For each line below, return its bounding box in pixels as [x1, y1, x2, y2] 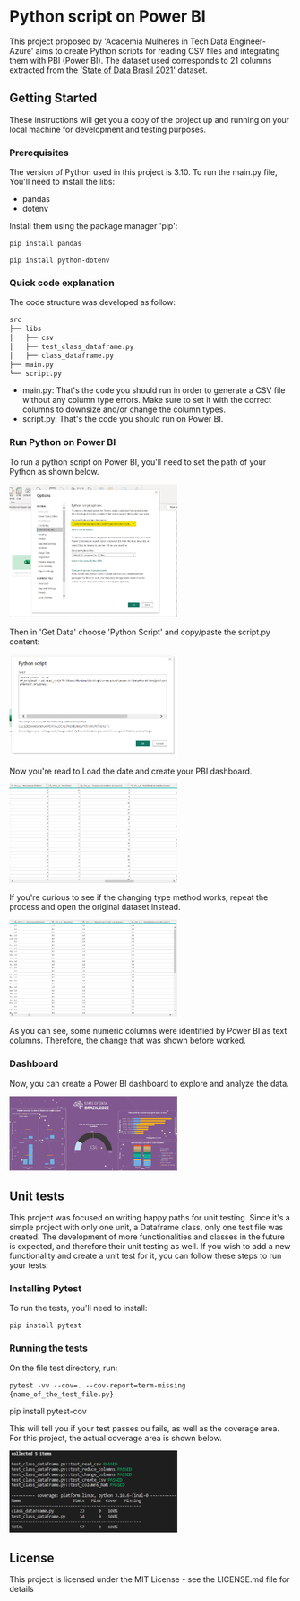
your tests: [9, 1260, 49, 1271]
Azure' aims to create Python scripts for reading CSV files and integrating [9, 45, 280, 56]
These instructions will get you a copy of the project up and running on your [9, 114, 289, 125]
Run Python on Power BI [9, 436, 116, 449]
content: [9, 636, 40, 647]
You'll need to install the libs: [9, 177, 115, 188]
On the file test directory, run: [9, 1362, 118, 1373]
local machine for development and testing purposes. [9, 124, 207, 135]
